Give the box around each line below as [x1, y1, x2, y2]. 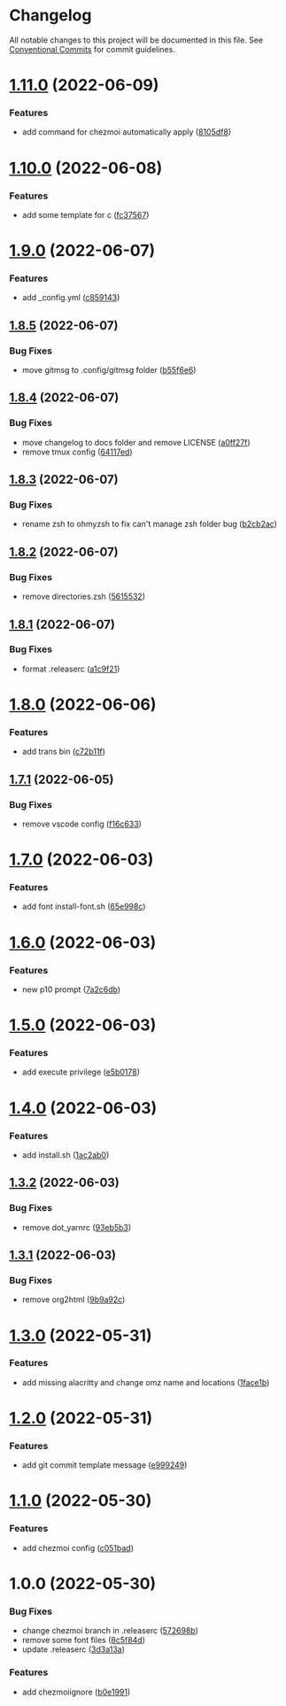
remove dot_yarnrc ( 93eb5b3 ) [21, 1221, 132, 1232]
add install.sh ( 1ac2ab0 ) [21, 1149, 110, 1160]
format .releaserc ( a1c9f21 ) [21, 663, 120, 674]
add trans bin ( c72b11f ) [21, 746, 106, 757]
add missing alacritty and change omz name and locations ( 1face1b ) [21, 1376, 270, 1387]
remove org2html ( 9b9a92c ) [21, 1294, 126, 1305]
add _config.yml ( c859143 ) [21, 292, 120, 303]
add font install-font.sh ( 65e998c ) [21, 901, 146, 912]
